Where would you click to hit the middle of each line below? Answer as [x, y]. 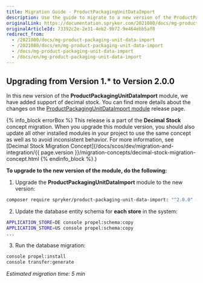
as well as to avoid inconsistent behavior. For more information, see [90, 140]
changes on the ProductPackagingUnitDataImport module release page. [96, 109]
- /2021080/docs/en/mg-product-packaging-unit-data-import [88, 46]
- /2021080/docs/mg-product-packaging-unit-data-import [83, 40]
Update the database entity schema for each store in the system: [96, 212]
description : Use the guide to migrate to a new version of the [89, 18]
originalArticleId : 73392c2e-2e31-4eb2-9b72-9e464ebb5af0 [81, 29]
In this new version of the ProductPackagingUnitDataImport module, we [97, 96]
